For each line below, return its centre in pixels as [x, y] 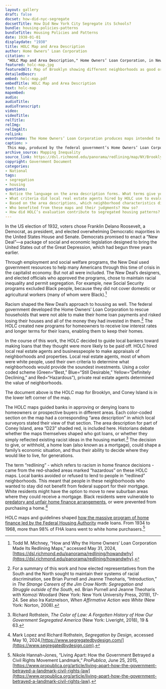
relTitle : [15, 120]
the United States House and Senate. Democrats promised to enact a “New [82, 237]
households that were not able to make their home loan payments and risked [83, 314]
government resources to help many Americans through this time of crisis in [83, 267]
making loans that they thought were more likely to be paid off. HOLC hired [81, 346]
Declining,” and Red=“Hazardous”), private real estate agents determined [80, 378]
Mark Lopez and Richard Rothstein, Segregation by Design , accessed [83, 635]
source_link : [19, 157]
